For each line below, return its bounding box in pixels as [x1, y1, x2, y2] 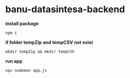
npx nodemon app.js [5, 68, 47, 73]
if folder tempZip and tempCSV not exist [5, 39, 94, 45]
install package [5, 20, 39, 27]
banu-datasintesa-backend [5, 4, 125, 15]
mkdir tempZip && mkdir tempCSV [5, 49, 75, 54]
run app [5, 58, 23, 64]
